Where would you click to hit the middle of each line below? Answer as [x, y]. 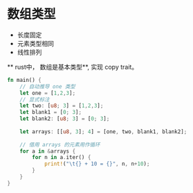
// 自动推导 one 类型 [48, 86]
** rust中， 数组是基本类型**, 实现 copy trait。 [73, 67]
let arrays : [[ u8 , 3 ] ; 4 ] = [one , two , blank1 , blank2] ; [103, 132]
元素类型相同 [35, 43]
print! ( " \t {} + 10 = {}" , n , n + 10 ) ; [97, 164]
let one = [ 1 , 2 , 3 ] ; [48, 93]
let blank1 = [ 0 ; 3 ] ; [50, 112]
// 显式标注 [35, 99]
